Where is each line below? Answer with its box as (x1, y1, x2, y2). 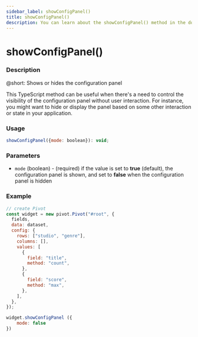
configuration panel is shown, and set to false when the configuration (14, 171, 184, 179)
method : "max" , (27, 282, 65, 288)
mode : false (16, 321, 46, 326)
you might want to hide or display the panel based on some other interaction (6, 103, 192, 110)
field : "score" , (27, 277, 67, 283)
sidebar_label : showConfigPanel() (6, 8, 91, 15)
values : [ (16, 244, 41, 250)
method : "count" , (27, 260, 70, 266)
